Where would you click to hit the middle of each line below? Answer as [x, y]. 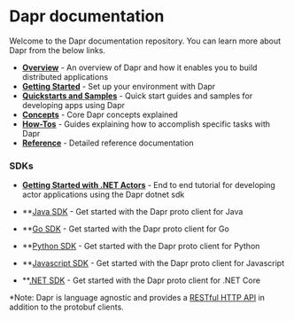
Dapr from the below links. [58, 50]
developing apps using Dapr [73, 105]
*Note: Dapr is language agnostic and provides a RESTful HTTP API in [137, 298]
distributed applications [65, 76]
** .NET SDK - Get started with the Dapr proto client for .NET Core [141, 280]
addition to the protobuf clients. [66, 307]
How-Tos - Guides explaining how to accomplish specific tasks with [146, 124]
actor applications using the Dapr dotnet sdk [103, 195]
